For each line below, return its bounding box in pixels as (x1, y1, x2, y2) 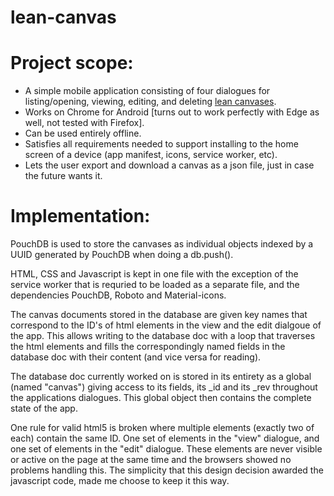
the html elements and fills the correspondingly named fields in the (10, 341, 286, 353)
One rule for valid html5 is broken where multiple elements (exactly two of (10, 422, 315, 434)
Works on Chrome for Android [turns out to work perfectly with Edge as (24, 106, 320, 118)
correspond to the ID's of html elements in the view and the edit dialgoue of (10, 319, 322, 331)
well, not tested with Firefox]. (24, 117, 145, 129)
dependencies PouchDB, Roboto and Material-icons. (10, 289, 227, 301)
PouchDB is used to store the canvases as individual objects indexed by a (10, 238, 314, 250)
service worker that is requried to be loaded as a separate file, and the (10, 279, 300, 291)
